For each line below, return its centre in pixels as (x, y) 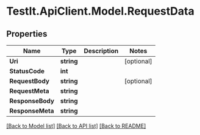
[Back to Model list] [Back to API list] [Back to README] (76, 126)
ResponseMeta (32, 111)
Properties (27, 34)
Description (101, 51)
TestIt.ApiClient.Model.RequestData (100, 11)
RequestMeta (29, 91)
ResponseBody (32, 101)
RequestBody (30, 81)
